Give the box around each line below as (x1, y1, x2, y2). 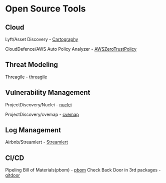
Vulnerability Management (5, 88, 90, 97)
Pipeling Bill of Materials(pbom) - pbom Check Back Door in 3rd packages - (5, 167, 161, 173)
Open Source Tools (5, 3, 86, 15)
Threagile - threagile (5, 74, 47, 80)
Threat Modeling (5, 61, 58, 69)
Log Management (5, 126, 61, 134)
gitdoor (5, 172, 20, 178)
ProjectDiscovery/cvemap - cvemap (5, 111, 79, 117)
